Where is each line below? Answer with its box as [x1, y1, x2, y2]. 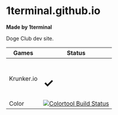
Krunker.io [9, 75, 38, 83]
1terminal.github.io [6, 4, 101, 18]
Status [66, 49, 86, 57]
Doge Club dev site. [6, 35, 54, 42]
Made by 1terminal [6, 23, 52, 31]
